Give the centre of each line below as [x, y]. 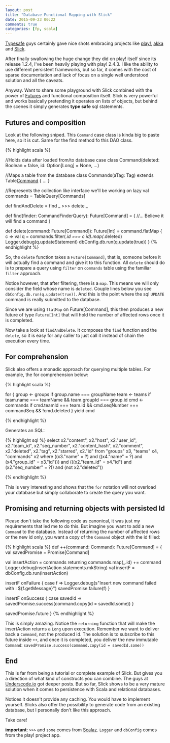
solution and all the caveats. [35, 81]
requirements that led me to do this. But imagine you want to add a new [80, 526]
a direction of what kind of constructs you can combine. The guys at [77, 679]
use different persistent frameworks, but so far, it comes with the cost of [81, 70]
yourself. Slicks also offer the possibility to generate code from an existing [83, 705]
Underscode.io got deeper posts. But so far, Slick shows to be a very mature [85, 684]
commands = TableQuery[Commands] [45, 196]
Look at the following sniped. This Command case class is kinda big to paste [82, 135]
